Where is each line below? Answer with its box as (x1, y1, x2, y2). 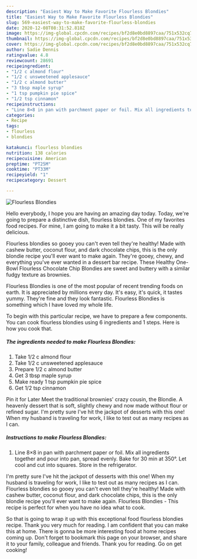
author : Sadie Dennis (6, 47, 59, 53)
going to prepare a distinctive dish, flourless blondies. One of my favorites (6, 216, 185, 223)
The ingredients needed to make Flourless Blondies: (6, 338, 136, 345)
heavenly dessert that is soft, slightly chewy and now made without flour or (6, 402, 188, 409)
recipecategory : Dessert (6, 177, 67, 184)
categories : (6, 112, 35, 118)
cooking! (6, 546, 28, 553)
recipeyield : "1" (6, 172, 49, 178)
